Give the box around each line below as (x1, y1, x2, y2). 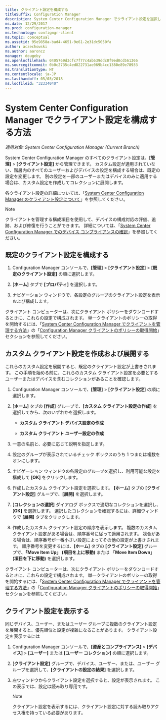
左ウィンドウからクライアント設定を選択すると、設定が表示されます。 (12, 677, 155, 683)
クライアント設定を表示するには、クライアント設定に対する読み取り (12, 704, 151, 709)
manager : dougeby (5, 53, 41, 58)
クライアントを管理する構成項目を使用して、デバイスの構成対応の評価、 (5, 216, 152, 222)
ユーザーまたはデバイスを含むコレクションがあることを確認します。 (5, 376, 143, 382)
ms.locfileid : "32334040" (5, 81, 58, 86)
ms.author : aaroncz (5, 49, 45, 54)
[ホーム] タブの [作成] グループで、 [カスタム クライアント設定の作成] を (12, 403, 158, 409)
